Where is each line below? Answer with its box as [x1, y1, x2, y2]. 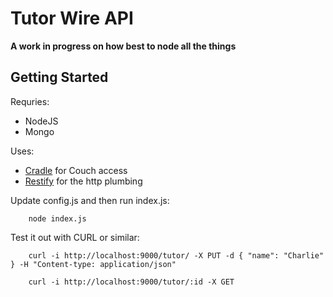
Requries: [10, 95, 50, 107]
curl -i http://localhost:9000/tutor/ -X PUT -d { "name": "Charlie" [28, 250, 325, 261]
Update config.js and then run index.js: [10, 194, 170, 206]
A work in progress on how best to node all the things [10, 40, 237, 52]
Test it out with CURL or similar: [10, 231, 140, 243]
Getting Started [10, 69, 109, 86]
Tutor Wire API [10, 7, 134, 30]
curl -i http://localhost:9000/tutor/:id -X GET [28, 277, 235, 287]
